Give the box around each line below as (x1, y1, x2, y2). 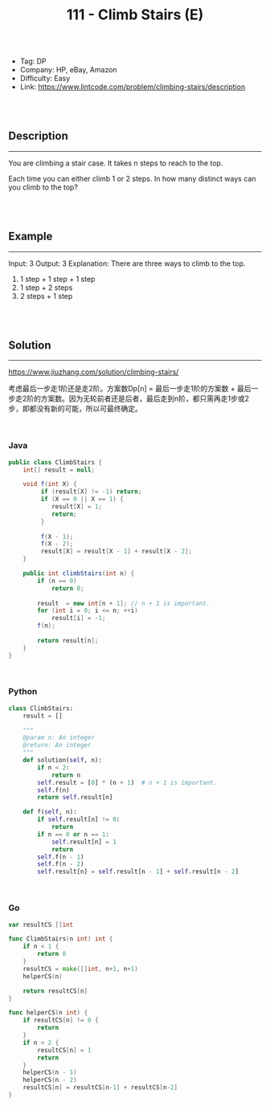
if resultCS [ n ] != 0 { (22, 1016, 99, 1025)
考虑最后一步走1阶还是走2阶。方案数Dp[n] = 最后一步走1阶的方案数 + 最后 (8, 384, 252, 394)
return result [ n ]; (37, 636, 99, 644)
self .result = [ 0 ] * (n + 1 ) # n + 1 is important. (37, 778, 218, 786)
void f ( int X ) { (22, 480, 78, 488)
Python (8, 686, 38, 697)
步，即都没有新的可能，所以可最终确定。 (8, 404, 142, 414)
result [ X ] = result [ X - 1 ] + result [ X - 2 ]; (40, 548, 193, 556)
